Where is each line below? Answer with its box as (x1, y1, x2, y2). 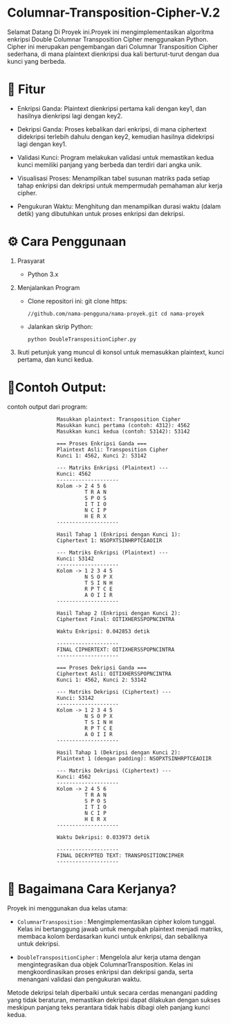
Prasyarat (17, 256, 45, 264)
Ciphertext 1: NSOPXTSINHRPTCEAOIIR (56, 537, 163, 544)
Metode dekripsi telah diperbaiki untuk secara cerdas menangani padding (7, 988, 218, 996)
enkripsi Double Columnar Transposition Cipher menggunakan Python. (7, 35, 209, 43)
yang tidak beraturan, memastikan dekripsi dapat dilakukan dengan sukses (7, 996, 221, 1004)
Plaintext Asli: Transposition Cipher (56, 446, 169, 453)
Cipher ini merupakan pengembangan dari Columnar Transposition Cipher (7, 42, 218, 51)
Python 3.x (27, 270, 59, 278)
